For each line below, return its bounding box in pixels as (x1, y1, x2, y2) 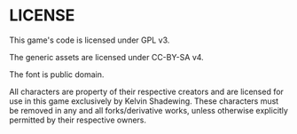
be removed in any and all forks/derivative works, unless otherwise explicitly (9, 105, 288, 115)
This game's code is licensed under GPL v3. (9, 35, 170, 45)
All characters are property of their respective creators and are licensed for (9, 86, 284, 97)
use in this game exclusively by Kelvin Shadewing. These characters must (9, 95, 279, 106)
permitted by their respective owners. (9, 114, 147, 125)
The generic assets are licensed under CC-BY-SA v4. (9, 51, 204, 62)
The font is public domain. (9, 68, 105, 80)
